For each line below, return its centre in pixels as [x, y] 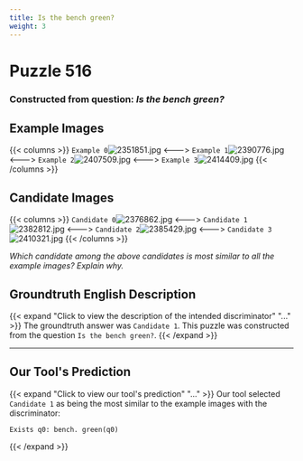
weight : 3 [28, 26]
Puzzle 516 [51, 71]
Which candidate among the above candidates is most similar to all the [142, 256]
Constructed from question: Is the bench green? [117, 99]
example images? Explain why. [67, 266]
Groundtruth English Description [103, 294]
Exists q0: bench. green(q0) [64, 429]
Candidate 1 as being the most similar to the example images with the [138, 403]
